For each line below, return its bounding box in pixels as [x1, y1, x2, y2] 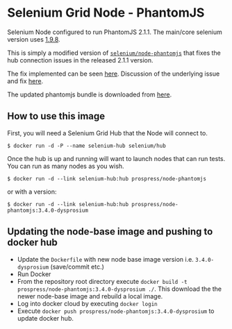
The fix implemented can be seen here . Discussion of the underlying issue [7, 69, 220, 78]
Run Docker [17, 269, 51, 278]
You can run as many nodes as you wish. [7, 162, 124, 170]
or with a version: [7, 187, 57, 196]
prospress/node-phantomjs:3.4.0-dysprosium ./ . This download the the [17, 285, 222, 293]
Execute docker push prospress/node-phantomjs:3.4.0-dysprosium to [17, 307, 215, 315]
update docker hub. [17, 314, 74, 322]
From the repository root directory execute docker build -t [17, 277, 188, 285]
